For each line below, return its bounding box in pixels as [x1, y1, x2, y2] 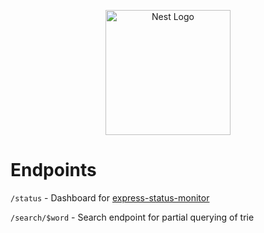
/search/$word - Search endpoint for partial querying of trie [10, 211, 255, 223]
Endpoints [10, 159, 97, 182]
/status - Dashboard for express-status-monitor [10, 191, 210, 204]
